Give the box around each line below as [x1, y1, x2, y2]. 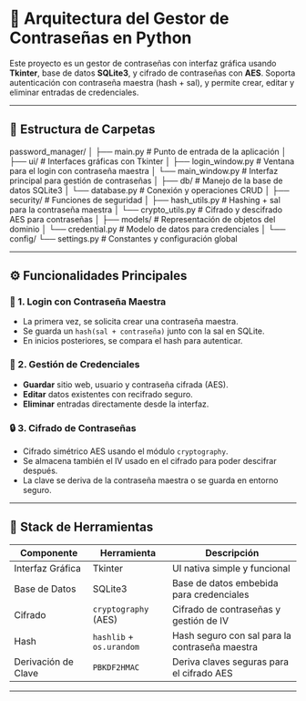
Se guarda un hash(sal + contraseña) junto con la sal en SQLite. [22, 325, 266, 336]
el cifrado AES [171, 666, 233, 679]
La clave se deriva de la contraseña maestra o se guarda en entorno [22, 475, 279, 486]
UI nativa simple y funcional [171, 562, 291, 574]
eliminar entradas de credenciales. [9, 87, 139, 98]
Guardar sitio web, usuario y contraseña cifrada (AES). [22, 378, 229, 390]
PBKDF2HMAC [92, 662, 140, 673]
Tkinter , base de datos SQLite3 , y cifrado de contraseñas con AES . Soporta [9, 67, 296, 78]
